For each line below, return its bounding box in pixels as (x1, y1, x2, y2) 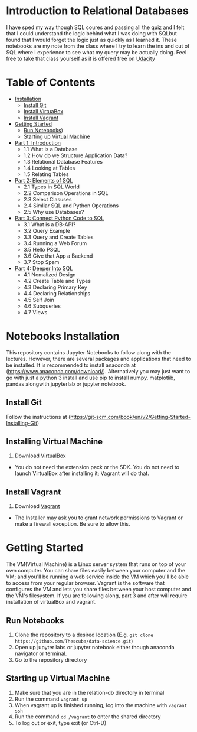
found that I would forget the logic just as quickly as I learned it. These (6, 36, 177, 43)
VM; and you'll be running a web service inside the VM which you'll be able (6, 573, 189, 580)
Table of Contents (6, 76, 96, 89)
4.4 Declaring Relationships (23, 289, 91, 297)
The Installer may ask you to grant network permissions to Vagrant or (14, 514, 183, 521)
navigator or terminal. (14, 650, 67, 657)
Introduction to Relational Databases (6, 4, 189, 18)
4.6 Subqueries (23, 302, 61, 310)
